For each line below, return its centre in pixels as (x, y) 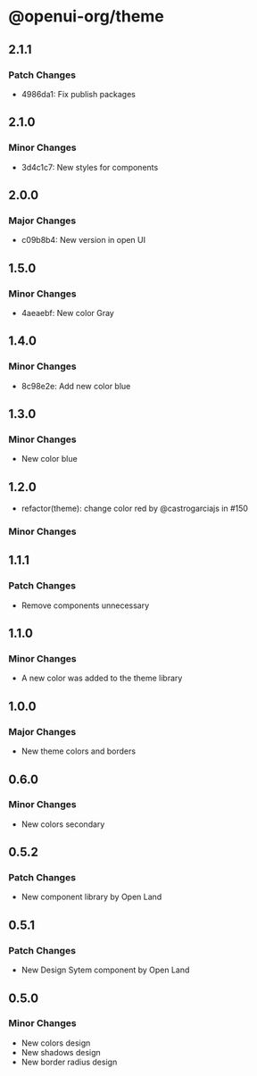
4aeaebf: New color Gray (68, 313)
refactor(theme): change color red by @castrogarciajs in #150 (135, 509)
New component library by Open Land (91, 897)
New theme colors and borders (78, 751)
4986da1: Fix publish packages (78, 94)
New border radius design (69, 1062)
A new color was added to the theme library (102, 678)
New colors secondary (63, 824)
